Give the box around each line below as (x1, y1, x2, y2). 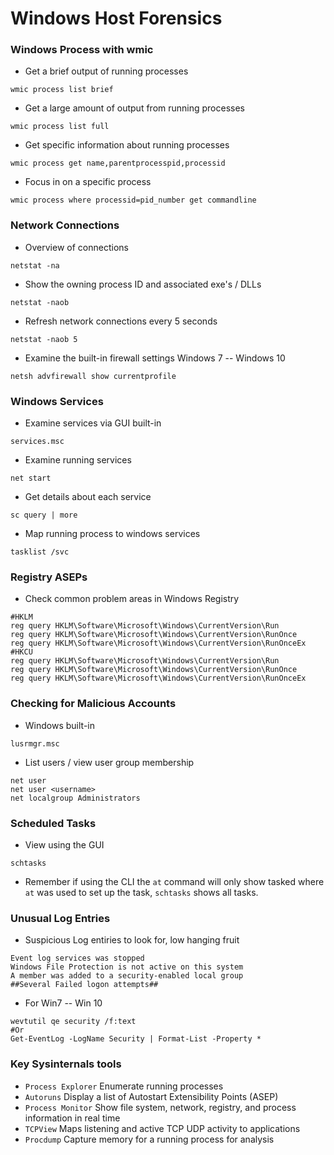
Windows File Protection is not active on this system (10, 962, 244, 972)
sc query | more (10, 510, 78, 521)
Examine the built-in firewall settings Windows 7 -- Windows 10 (24, 352, 286, 364)
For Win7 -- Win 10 (24, 997, 103, 1009)
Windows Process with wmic (10, 43, 154, 57)
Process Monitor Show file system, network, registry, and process (24, 1101, 297, 1113)
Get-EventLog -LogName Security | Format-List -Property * (10, 1034, 262, 1044)
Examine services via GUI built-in (24, 417, 162, 429)
